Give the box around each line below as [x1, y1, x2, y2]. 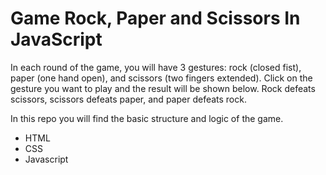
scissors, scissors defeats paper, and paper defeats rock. [10, 93, 247, 105]
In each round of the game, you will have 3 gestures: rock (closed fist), [10, 61, 302, 73]
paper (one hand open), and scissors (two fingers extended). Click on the [10, 72, 313, 84]
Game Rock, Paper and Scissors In [10, 7, 301, 30]
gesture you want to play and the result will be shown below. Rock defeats [10, 82, 316, 94]
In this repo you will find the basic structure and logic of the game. [10, 112, 284, 124]
